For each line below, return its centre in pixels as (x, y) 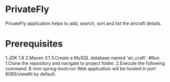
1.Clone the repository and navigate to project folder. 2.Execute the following (85, 63)
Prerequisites (34, 44)
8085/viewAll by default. (31, 74)
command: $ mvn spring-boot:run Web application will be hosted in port (81, 68)
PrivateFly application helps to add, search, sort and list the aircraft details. (83, 23)
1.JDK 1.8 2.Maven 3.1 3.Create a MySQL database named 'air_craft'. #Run (82, 58)
